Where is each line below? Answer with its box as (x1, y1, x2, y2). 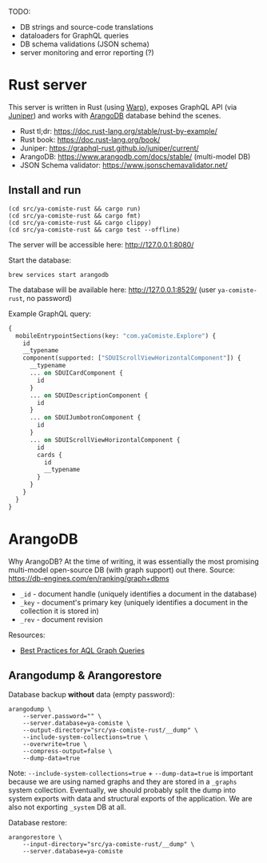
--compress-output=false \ (22, 748, 113, 756)
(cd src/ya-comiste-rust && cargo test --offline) (8, 226, 181, 234)
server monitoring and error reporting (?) (19, 48, 154, 57)
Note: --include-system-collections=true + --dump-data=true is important (8, 769, 253, 778)
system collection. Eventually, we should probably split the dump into (8, 785, 236, 795)
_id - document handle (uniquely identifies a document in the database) (19, 588, 257, 599)
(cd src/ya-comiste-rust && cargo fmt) (8, 211, 141, 219)
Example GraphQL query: (8, 308, 92, 319)
